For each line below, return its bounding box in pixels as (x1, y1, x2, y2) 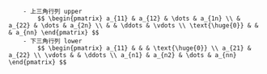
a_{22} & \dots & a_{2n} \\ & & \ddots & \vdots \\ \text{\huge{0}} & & (8, 22, 259, 30)
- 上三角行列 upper (23, 7, 83, 15)
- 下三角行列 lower (23, 37, 83, 45)
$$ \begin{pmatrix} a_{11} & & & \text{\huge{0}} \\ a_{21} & (37, 44, 252, 52)
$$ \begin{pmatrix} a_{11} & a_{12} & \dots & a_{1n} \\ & (37, 14, 241, 23)
